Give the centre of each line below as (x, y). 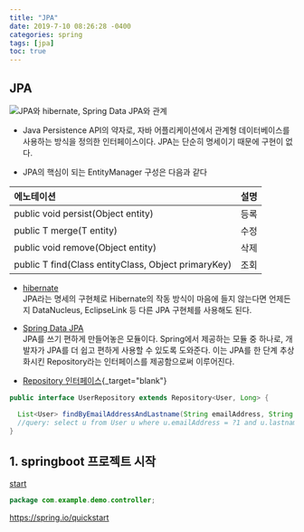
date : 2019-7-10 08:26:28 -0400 (70, 26)
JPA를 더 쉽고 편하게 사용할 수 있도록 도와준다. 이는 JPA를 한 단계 (162, 350)
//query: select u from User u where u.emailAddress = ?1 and (137, 423)
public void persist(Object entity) (84, 214)
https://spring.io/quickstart (59, 518)
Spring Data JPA (53, 328)
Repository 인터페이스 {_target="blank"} (95, 380)
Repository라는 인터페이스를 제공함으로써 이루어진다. (141, 361)
